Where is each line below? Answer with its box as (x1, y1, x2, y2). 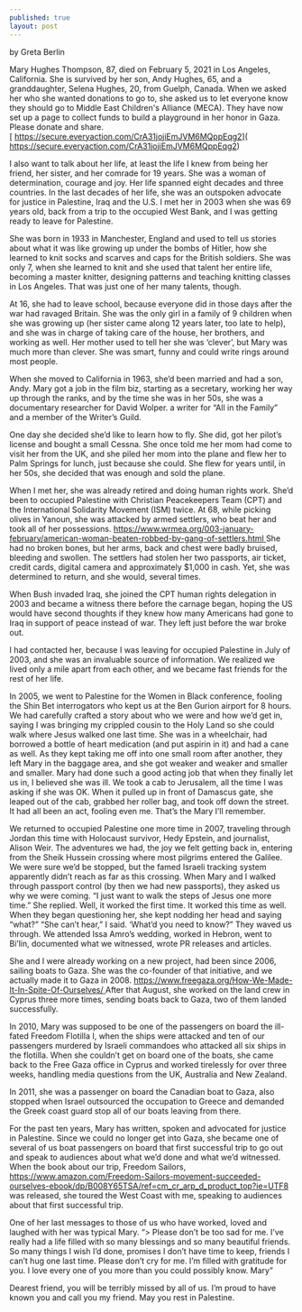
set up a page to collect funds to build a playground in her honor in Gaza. (9, 112, 281, 123)
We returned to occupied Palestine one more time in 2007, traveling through (9, 822, 291, 834)
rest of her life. (9, 673, 65, 684)
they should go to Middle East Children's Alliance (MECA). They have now (9, 102, 284, 113)
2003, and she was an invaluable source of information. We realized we (9, 654, 275, 665)
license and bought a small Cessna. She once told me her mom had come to (9, 438, 293, 449)
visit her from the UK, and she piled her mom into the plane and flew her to (9, 448, 287, 459)
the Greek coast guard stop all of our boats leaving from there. (9, 1106, 242, 1116)
